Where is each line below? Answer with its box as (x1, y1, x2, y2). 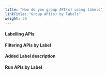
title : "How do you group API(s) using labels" (5, 7, 103, 12)
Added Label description (5, 53, 56, 59)
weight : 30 (5, 16, 27, 21)
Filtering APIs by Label (5, 42, 51, 48)
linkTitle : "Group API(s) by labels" (5, 12, 81, 16)
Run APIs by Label (5, 64, 42, 70)
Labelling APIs (5, 31, 35, 37)
